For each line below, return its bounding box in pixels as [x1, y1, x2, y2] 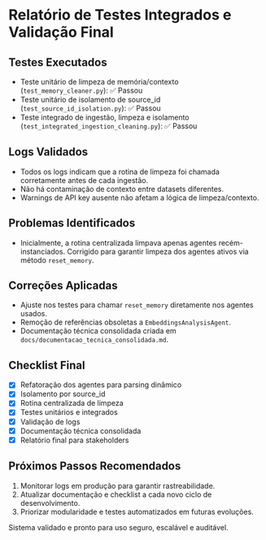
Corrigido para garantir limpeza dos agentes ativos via [67, 246, 250, 256]
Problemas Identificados [8, 216, 136, 230]
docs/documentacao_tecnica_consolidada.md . [20, 335, 169, 345]
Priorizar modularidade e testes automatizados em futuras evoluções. [20, 507, 254, 516]
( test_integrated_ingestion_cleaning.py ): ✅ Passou [20, 121, 198, 131]
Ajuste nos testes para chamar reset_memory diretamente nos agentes [20, 300, 254, 310]
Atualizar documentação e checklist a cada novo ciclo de [20, 490, 212, 499]
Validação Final [8, 23, 114, 41]
